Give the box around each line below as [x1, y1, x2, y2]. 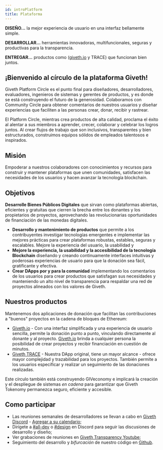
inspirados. [5, 137, 28, 143]
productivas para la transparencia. [5, 45, 74, 51]
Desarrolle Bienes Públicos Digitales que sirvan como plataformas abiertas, [5, 202, 158, 207]
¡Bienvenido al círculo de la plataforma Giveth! [5, 74, 148, 82]
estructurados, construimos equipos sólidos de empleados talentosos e [5, 132, 149, 138]
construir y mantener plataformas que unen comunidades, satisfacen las [5, 169, 151, 175]
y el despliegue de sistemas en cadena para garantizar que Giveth [5, 381, 138, 387]
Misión [5, 151, 26, 160]
